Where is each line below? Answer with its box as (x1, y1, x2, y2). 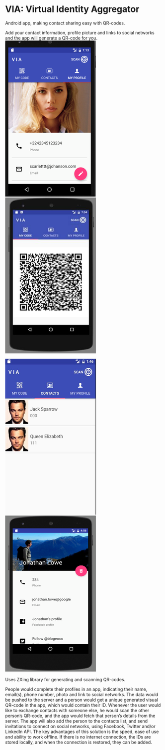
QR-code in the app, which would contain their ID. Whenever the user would (5, 702, 161, 708)
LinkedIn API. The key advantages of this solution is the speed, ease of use (5, 729, 159, 735)
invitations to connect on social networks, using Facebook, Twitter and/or (5, 723, 156, 729)
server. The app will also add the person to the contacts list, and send (5, 718, 148, 724)
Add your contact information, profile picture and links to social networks (5, 29, 155, 35)
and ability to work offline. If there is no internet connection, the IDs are (5, 734, 151, 740)
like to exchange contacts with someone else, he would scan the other (5, 707, 150, 713)
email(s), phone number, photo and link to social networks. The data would (5, 691, 159, 697)
